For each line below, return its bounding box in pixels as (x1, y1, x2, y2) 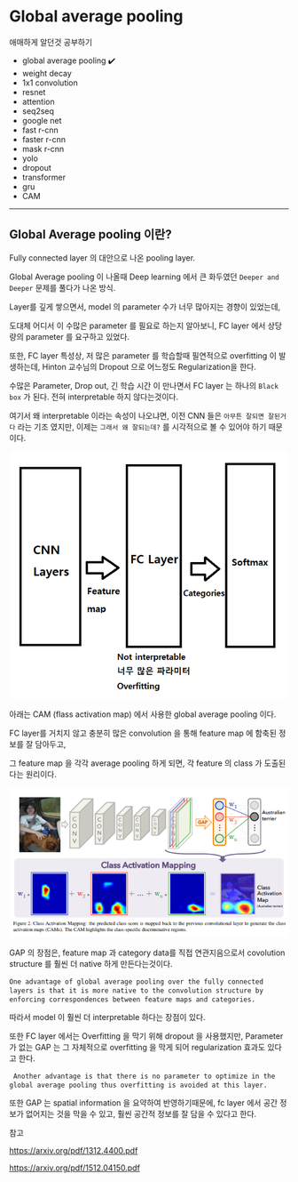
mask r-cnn (21, 143, 65, 154)
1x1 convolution (21, 77, 78, 88)
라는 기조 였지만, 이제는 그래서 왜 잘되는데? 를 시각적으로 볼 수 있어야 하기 (17, 421, 267, 432)
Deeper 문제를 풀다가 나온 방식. (9, 282, 116, 293)
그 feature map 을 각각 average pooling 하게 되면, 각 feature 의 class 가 (9, 758, 263, 768)
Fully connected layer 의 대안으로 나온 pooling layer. (9, 252, 196, 263)
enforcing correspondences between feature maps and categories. (9, 994, 255, 1004)
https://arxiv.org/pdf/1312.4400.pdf (9, 1145, 138, 1155)
